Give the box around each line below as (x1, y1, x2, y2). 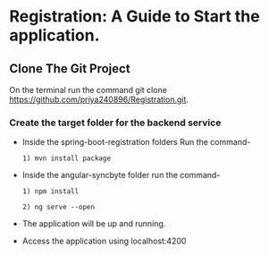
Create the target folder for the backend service (9, 116, 222, 129)
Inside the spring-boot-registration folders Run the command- (21, 137, 251, 148)
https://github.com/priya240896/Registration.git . (9, 94, 189, 105)
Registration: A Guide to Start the (9, 6, 261, 27)
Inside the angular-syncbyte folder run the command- (21, 170, 221, 181)
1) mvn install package (21, 154, 112, 163)
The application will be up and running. (21, 218, 166, 229)
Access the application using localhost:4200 (21, 235, 187, 247)
